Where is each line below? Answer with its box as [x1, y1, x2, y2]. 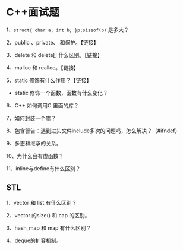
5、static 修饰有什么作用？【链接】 [6, 77, 92, 84]
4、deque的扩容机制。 [6, 237, 62, 244]
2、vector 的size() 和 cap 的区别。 [6, 211, 90, 219]
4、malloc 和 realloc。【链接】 [6, 64, 79, 71]
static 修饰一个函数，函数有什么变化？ [14, 89, 108, 96]
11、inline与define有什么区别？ [6, 164, 81, 172]
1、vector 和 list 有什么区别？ [6, 199, 77, 206]
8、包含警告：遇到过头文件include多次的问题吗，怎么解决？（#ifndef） [6, 127, 181, 134]
